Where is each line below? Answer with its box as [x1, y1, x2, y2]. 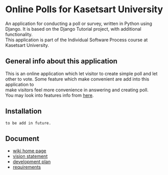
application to [5, 81, 34, 87]
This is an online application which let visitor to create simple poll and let [5, 70, 158, 77]
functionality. [5, 31, 33, 37]
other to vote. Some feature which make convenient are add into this [5, 76, 150, 82]
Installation [5, 107, 42, 116]
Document [5, 134, 39, 143]
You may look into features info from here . [5, 92, 94, 98]
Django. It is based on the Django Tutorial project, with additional [5, 26, 141, 32]
